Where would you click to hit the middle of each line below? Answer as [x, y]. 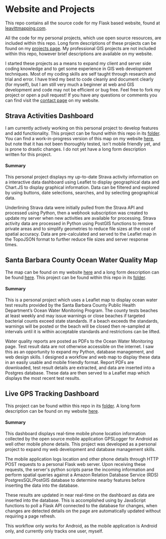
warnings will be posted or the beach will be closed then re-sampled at [78, 326]
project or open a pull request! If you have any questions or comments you [81, 95]
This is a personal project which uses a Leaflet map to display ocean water [81, 300]
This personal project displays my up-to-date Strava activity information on [82, 177]
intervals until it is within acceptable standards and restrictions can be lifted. [83, 331]
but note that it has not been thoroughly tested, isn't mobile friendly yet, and [83, 144]
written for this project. [28, 154]
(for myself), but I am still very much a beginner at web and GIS [70, 84]
